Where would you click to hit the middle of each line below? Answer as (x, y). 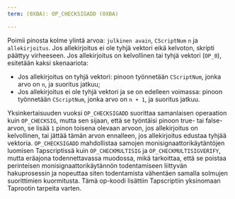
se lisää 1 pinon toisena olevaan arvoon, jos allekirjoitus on (113, 127)
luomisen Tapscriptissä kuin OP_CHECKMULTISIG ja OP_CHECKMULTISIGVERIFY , (114, 150)
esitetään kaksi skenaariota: (48, 63)
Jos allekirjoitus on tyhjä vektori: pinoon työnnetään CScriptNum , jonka (119, 76)
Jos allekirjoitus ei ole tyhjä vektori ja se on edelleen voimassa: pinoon (120, 91)
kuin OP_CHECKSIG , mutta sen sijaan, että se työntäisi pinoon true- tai (105, 120)
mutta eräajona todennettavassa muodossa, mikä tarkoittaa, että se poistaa (117, 158)
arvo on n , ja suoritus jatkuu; (59, 84)
